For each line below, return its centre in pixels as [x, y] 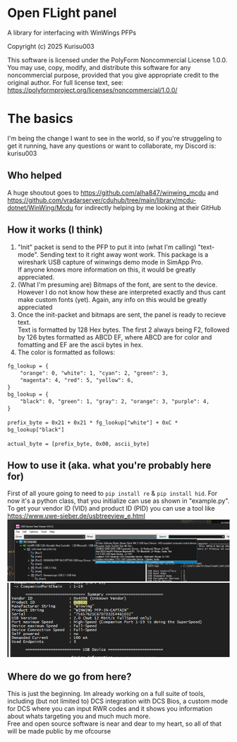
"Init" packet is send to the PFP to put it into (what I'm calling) [107, 247]
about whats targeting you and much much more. [79, 717]
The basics [41, 119]
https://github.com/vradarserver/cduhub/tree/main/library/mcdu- [102, 200]
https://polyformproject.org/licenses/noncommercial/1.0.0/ [92, 90]
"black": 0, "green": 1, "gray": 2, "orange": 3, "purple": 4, [115, 401]
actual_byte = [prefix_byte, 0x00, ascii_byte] [79, 444]
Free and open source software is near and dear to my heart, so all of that [115, 724]
